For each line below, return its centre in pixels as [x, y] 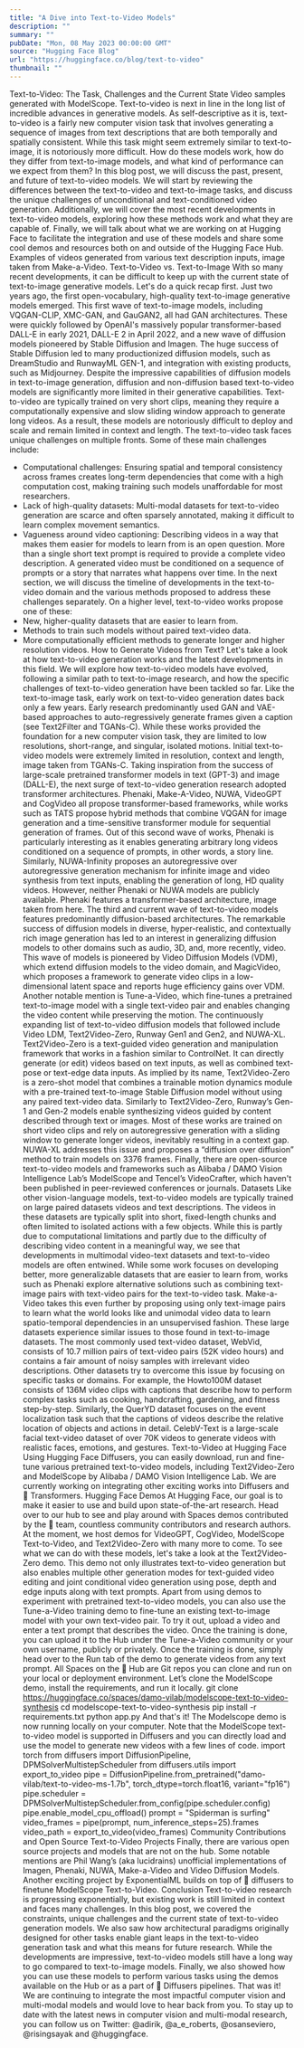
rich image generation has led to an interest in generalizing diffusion [149, 938]
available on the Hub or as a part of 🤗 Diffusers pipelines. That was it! [152, 1986]
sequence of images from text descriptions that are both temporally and [143, 132]
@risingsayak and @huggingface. [85, 2034]
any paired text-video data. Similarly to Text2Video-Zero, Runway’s [147, 1101]
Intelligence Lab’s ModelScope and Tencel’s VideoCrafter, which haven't [157, 1178]
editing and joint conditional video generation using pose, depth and [150, 1582]
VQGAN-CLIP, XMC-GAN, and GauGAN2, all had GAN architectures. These [148, 315]
